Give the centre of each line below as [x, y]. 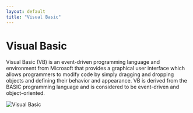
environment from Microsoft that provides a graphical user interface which [96, 69]
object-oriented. [26, 93]
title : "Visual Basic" [34, 17]
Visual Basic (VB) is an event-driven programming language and [83, 62]
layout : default [26, 11]
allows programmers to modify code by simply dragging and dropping [90, 74]
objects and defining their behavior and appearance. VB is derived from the [97, 81]
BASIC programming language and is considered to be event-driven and [93, 87]
